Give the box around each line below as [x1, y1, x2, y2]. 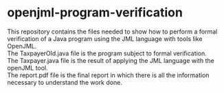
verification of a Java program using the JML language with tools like [7, 34, 203, 42]
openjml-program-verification [7, 5, 183, 21]
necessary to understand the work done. [7, 78, 122, 86]
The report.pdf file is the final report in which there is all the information [7, 70, 210, 79]
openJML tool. [7, 64, 48, 72]
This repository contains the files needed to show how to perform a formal [7, 27, 218, 36]
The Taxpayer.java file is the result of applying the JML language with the [7, 56, 214, 64]
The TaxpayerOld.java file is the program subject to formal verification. [7, 49, 208, 57]
